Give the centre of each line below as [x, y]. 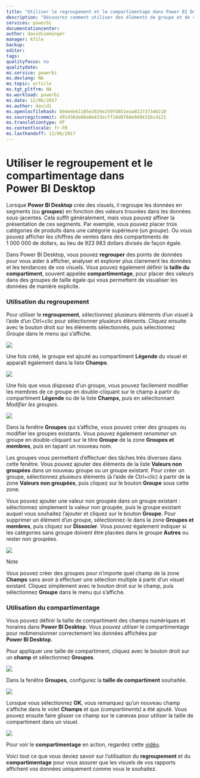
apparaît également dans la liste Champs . [57, 363]
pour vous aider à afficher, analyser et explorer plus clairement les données [99, 261]
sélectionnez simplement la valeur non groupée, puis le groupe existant [94, 507]
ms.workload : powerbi [33, 95]
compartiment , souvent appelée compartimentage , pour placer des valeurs [100, 273]
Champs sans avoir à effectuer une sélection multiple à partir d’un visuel [95, 579]
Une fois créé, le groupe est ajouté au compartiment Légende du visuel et [97, 357]
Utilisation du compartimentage [53, 607]
